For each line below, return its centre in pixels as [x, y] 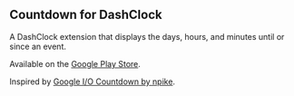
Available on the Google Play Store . [75, 63]
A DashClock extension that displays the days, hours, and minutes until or [147, 36]
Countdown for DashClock [86, 15]
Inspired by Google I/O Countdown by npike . [92, 82]
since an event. [38, 46]
